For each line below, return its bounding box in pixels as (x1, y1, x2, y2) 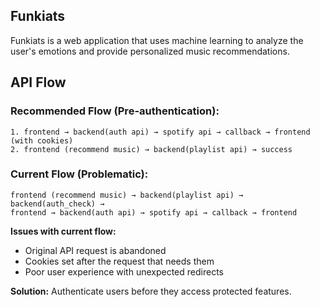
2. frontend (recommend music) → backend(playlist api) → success (10, 144, 293, 154)
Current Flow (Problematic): (10, 167, 149, 181)
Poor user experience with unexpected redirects (24, 265, 224, 278)
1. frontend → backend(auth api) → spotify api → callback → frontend (10, 127, 311, 137)
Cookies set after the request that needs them (24, 255, 215, 267)
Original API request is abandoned (24, 244, 167, 256)
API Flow (10, 74, 67, 91)
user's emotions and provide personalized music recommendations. (10, 45, 290, 57)
